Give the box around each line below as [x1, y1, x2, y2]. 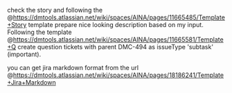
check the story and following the [7, 6, 102, 14]
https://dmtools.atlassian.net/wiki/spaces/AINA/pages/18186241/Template [12, 71, 224, 79]
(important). [7, 50, 42, 58]
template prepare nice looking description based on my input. [28, 21, 204, 28]
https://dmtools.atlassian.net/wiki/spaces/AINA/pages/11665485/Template [12, 13, 225, 22]
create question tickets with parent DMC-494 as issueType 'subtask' [17, 43, 213, 51]
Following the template [7, 28, 72, 36]
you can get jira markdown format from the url [7, 64, 139, 71]
